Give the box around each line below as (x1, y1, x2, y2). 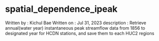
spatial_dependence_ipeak (5, 3, 118, 15)
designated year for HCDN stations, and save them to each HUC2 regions (5, 30, 155, 36)
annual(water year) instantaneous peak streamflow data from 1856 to (5, 25, 145, 31)
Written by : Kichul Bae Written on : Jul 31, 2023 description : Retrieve (5, 20, 147, 26)
